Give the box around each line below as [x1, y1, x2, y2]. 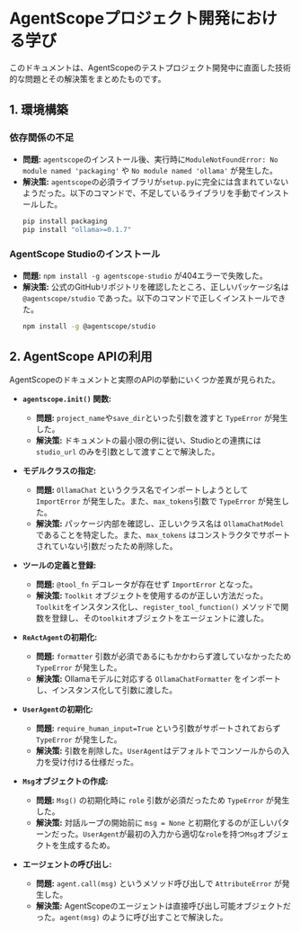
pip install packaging [22, 217, 108, 226]
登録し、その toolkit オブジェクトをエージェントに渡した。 [51, 613, 269, 623]
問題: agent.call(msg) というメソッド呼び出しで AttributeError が [35, 878, 283, 889]
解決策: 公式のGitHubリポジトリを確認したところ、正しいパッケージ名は [22, 281, 289, 292]
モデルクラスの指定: [22, 465, 97, 477]
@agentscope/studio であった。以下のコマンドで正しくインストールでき [22, 292, 287, 303]
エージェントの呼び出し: [22, 859, 112, 870]
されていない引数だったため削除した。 [35, 541, 178, 551]
